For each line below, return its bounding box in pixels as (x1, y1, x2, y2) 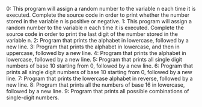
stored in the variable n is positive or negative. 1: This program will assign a (6, 18, 192, 25)
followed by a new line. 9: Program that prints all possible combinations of (6, 88, 189, 94)
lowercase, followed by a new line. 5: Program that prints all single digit (6, 56, 182, 63)
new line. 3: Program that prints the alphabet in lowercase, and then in (6, 43, 180, 50)
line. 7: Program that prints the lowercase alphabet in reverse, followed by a (6, 75, 194, 82)
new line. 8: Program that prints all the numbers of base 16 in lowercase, (6, 81, 185, 88)
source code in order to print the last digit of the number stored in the (6, 30, 179, 38)
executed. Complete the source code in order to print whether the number (6, 11, 190, 19)
